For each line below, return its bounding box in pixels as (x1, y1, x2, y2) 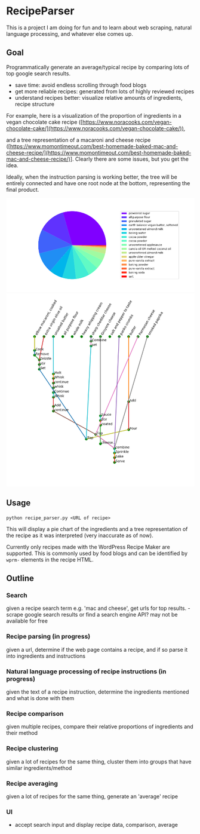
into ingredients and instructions (6, 652, 85, 660)
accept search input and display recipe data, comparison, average (14, 821, 178, 829)
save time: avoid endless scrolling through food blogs (14, 81, 147, 88)
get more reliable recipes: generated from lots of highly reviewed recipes (14, 88, 195, 95)
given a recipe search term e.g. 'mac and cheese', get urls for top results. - (6, 605, 190, 612)
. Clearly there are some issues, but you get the (72, 155, 189, 162)
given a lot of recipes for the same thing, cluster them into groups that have (6, 758, 192, 765)
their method (6, 729, 38, 737)
